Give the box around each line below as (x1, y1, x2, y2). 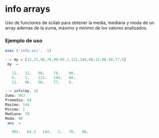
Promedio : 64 (5, 98, 32, 103)
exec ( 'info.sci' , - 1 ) (5, 48, 52, 54)
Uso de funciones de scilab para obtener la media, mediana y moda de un (5, 20, 155, 26)
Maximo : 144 (5, 102, 29, 108)
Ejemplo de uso (5, 37, 43, 44)
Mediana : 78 (5, 111, 29, 116)
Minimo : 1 (5, 107, 26, 111)
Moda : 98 (5, 116, 23, 121)
